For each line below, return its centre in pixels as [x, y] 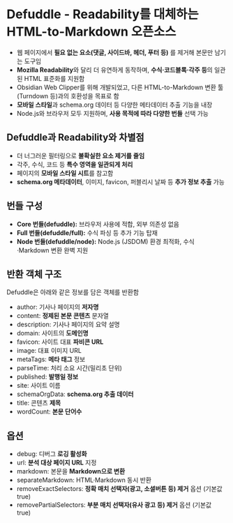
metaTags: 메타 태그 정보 [51, 359]
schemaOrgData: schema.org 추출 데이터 [75, 394]
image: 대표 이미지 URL [49, 351]
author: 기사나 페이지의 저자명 [58, 307]
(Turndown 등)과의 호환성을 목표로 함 [68, 96]
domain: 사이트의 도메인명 [52, 333]
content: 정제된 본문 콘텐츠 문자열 [63, 316]
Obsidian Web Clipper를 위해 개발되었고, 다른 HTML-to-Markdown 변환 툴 [120, 87]
